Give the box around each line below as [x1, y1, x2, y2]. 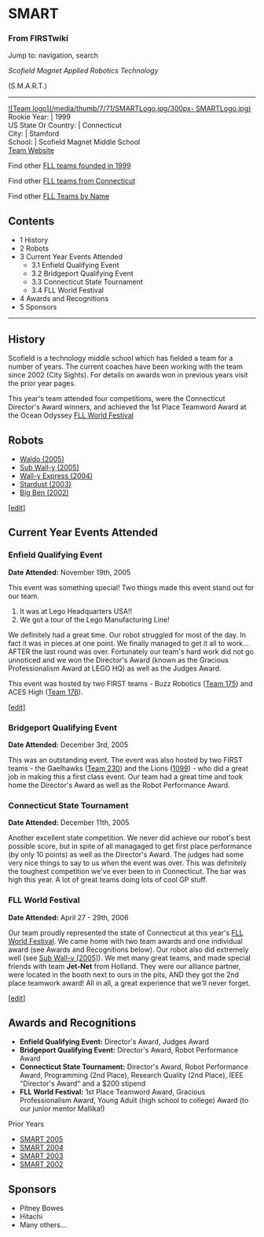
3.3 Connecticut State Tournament [31, 277, 143, 287]
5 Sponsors [19, 303, 57, 312]
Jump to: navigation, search [8, 50, 98, 60]
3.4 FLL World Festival [31, 285, 104, 295]
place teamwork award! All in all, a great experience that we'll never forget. [8, 978, 251, 987]
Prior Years [8, 1120, 45, 1129]
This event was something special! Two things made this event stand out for [8, 582, 255, 592]
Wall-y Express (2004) [19, 470, 93, 481]
